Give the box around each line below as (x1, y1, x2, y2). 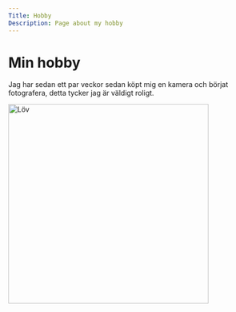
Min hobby (8, 53, 81, 72)
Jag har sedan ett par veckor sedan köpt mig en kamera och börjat (8, 80, 229, 89)
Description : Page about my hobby (8, 19, 124, 27)
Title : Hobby (8, 11, 52, 20)
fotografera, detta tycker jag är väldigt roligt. (8, 89, 154, 98)
